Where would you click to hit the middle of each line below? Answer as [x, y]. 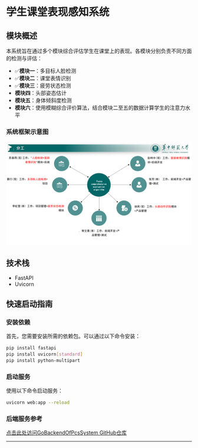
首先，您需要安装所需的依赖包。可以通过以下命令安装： [73, 336]
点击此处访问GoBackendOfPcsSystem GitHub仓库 [67, 433]
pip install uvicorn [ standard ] [44, 354]
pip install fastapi [32, 348]
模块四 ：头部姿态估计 [40, 93]
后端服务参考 [24, 419]
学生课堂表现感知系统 [58, 12]
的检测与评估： [24, 58]
